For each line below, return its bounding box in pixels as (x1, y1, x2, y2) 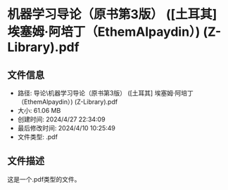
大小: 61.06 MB (17, 107, 61, 114)
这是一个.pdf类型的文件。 (7, 175, 81, 183)
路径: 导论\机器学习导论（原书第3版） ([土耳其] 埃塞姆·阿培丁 (17, 89, 194, 97)
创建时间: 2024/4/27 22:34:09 (17, 115, 106, 123)
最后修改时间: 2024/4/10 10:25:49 (17, 124, 116, 132)
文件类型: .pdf (17, 133, 58, 141)
